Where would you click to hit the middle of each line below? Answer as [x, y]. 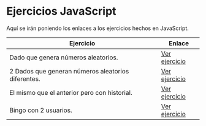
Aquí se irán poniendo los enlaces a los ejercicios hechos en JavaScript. [97, 28]
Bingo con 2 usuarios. [41, 110]
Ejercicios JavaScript [61, 11]
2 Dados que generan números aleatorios [69, 71]
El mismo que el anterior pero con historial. [71, 92]
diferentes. [25, 79]
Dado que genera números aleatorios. [64, 57]
